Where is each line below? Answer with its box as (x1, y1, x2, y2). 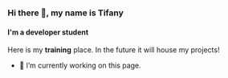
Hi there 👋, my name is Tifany (7, 7, 124, 18)
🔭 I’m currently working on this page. (18, 60, 141, 71)
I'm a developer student (7, 27, 89, 37)
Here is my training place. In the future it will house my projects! (7, 45, 220, 55)
